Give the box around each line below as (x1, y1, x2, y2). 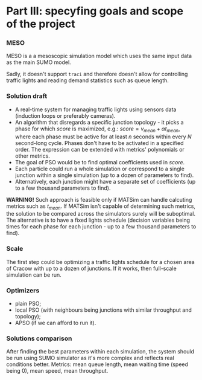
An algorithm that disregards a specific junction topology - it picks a (14, 118, 184, 126)
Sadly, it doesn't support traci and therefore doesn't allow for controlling (6, 71, 188, 78)
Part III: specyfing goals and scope (6, 4, 184, 18)
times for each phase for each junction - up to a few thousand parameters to (6, 223, 197, 230)
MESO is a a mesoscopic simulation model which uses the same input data (6, 53, 192, 60)
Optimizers (6, 286, 40, 294)
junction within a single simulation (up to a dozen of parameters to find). (14, 171, 194, 179)
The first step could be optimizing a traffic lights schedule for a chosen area (6, 258, 195, 265)
